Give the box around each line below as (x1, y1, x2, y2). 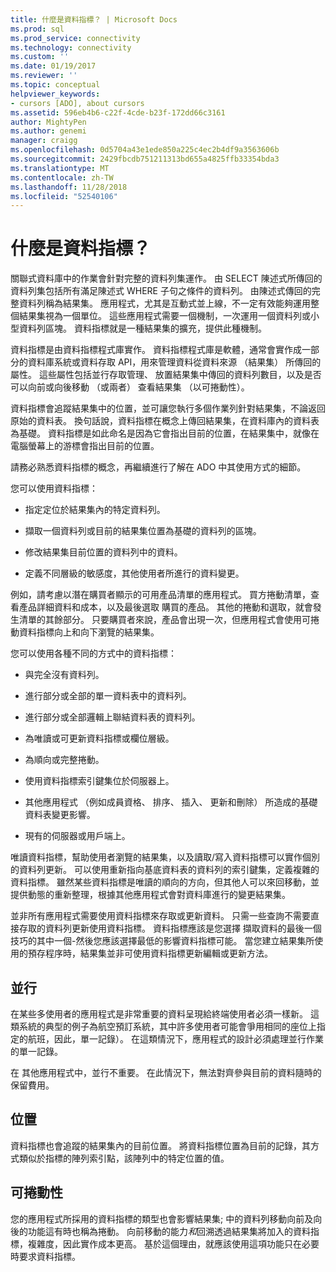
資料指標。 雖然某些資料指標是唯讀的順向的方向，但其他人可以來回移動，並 (10, 876, 320, 888)
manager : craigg (10, 136, 78, 146)
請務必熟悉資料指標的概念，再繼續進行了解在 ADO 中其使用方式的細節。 (10, 461, 307, 473)
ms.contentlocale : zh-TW (10, 172, 114, 183)
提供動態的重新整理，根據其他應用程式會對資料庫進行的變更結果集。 (10, 889, 291, 901)
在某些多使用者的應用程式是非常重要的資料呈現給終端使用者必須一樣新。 (10, 1008, 308, 1020)
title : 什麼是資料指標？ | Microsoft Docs (10, 14, 178, 25)
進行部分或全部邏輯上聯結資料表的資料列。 (24, 711, 201, 723)
